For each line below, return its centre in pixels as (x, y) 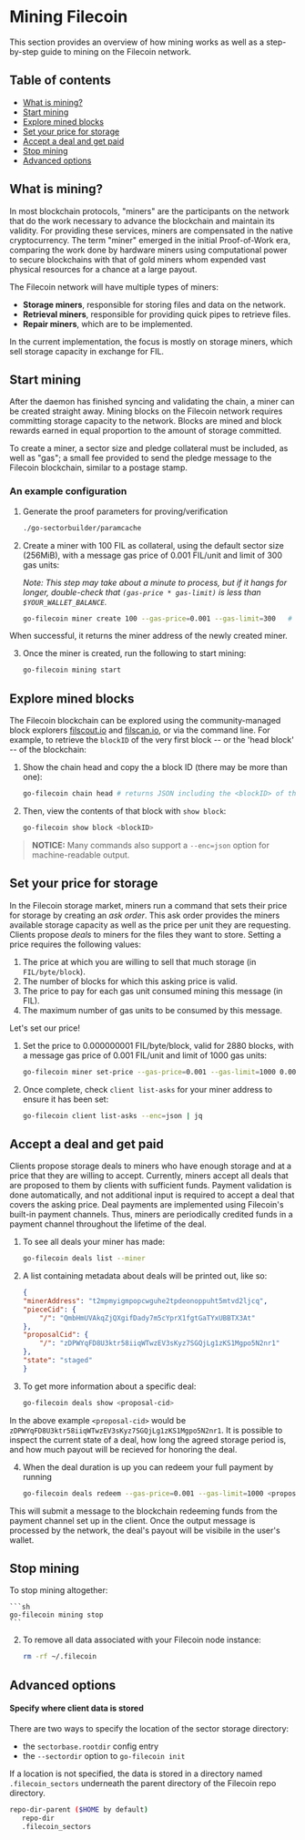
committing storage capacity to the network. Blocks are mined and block (146, 421)
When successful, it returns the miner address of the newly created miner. (149, 636)
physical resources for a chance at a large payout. (103, 269)
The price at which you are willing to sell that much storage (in (139, 961)
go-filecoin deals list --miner (84, 1259)
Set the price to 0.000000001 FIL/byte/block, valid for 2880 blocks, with (158, 1045)
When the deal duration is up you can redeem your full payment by (148, 1467)
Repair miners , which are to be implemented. (107, 324)
